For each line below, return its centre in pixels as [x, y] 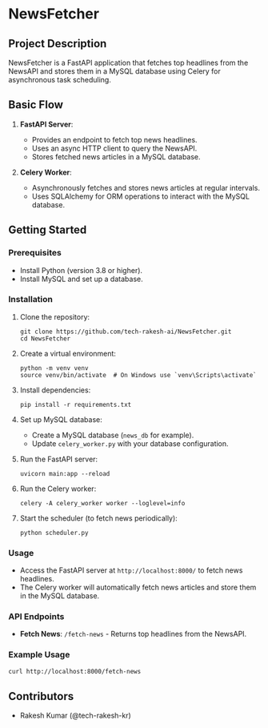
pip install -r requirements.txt [76, 404]
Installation [31, 300]
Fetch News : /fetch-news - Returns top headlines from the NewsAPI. [133, 634]
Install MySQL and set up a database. [81, 279]
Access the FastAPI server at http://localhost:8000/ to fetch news [131, 570]
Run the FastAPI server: [59, 459]
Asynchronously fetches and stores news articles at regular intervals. [146, 187]
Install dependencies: [55, 390]
